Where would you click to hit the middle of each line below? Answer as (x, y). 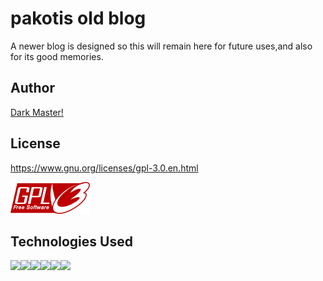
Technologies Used (71, 241)
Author (32, 88)
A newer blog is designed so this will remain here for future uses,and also (161, 46)
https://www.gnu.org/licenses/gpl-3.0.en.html (104, 168)
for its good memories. (57, 56)
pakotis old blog (78, 18)
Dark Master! (37, 112)
